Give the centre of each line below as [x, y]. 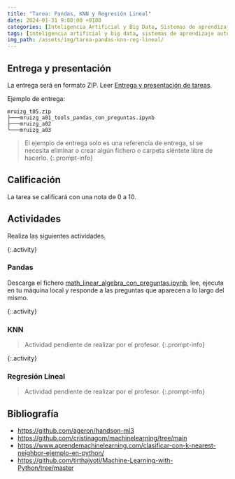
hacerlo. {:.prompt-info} [58, 158]
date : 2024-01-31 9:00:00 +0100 [54, 20]
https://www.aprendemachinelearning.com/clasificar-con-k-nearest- [116, 445]
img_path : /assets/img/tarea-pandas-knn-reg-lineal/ [86, 40]
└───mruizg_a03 [29, 130]
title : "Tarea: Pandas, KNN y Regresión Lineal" [79, 14]
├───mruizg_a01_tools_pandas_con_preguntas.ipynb [81, 117]
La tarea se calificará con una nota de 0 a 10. [72, 196]
